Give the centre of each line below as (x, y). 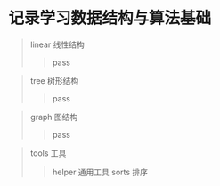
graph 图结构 (54, 117)
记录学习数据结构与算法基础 (110, 18)
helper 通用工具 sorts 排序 (100, 172)
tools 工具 (48, 153)
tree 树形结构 (54, 80)
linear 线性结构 (57, 44)
